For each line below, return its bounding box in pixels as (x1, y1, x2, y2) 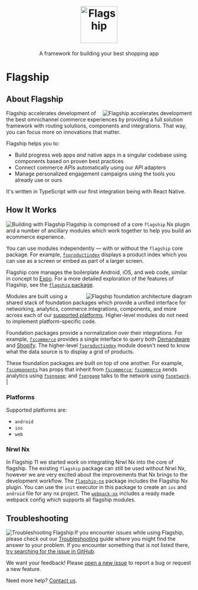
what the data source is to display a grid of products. (6, 348, 134, 355)
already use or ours (14, 176, 62, 183)
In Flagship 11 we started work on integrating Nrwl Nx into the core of (6, 458, 174, 466)
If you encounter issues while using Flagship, (74, 529, 184, 536)
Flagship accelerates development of (6, 109, 96, 116)
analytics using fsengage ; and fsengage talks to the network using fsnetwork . (6, 372, 191, 379)
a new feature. (6, 566, 41, 573)
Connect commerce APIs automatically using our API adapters (14, 164, 166, 171)
